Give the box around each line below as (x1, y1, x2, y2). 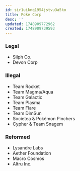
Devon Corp (12, 59, 38, 65)
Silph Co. (12, 54, 32, 60)
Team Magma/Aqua (12, 89, 54, 95)
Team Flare (12, 105, 36, 111)
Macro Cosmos (12, 155, 44, 161)
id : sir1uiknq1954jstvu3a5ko (5, 7, 66, 13)
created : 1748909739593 (5, 26, 55, 31)
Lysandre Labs (12, 145, 43, 151)
